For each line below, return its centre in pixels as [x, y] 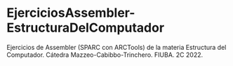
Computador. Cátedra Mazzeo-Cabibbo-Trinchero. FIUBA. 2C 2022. [105, 55]
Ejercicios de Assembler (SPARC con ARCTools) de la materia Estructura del [116, 47]
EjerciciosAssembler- [71, 13]
